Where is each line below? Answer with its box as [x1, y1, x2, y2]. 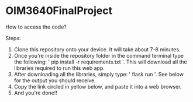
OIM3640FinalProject [5, 4, 112, 17]
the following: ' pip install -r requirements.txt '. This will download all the [13, 58, 188, 65]
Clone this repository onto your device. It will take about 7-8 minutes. [13, 45, 181, 53]
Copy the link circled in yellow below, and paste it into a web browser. [13, 83, 182, 90]
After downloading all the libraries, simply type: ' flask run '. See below [13, 71, 184, 78]
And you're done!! [13, 89, 58, 96]
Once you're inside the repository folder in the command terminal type [13, 52, 184, 59]
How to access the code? [5, 23, 67, 30]
